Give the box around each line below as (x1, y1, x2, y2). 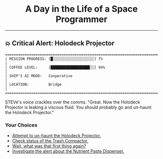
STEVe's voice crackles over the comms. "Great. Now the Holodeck (5, 99, 141, 105)
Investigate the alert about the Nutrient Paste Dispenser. (12, 148, 125, 154)
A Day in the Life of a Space (25, 3, 138, 15)
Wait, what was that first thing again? (12, 143, 86, 149)
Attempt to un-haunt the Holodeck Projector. (12, 133, 101, 139)
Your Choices (5, 121, 38, 128)
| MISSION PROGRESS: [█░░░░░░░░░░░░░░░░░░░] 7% (5, 56, 103, 61)
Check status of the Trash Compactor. (12, 138, 89, 144)
